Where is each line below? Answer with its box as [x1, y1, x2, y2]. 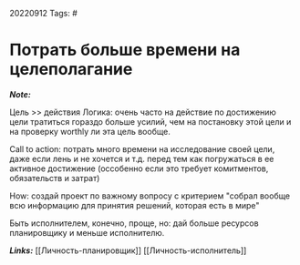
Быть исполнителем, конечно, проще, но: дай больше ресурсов [9, 218, 259, 229]
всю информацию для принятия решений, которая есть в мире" [9, 199, 260, 210]
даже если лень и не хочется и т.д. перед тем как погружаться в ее [9, 153, 274, 164]
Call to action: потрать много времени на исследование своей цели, [9, 143, 275, 154]
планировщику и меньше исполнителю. [9, 227, 165, 238]
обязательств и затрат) [9, 172, 100, 183]
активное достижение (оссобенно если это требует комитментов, [9, 163, 269, 174]
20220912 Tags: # [9, 8, 78, 18]
